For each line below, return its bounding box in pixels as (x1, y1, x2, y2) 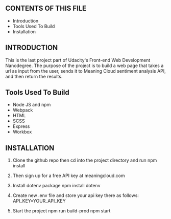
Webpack (12, 107, 33, 113)
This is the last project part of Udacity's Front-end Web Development (5, 57, 151, 63)
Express (12, 123, 30, 129)
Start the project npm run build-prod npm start (12, 208, 111, 214)
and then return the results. (5, 73, 63, 79)
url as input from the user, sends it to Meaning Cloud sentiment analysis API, (5, 68, 166, 74)
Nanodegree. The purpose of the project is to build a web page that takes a (5, 62, 164, 69)
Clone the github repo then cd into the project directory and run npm (12, 157, 157, 163)
